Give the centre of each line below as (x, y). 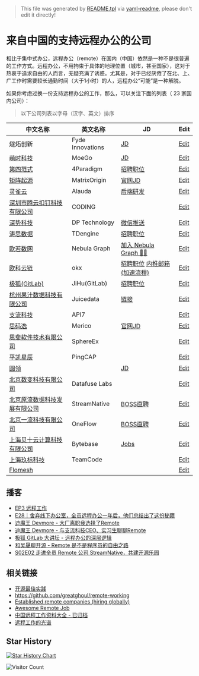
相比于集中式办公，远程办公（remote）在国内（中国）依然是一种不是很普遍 (98, 58)
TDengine (86, 233)
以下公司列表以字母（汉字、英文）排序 (67, 113)
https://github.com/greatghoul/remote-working (72, 595)
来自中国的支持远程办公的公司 (79, 41)
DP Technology (93, 222)
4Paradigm (87, 169)
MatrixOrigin (89, 180)
